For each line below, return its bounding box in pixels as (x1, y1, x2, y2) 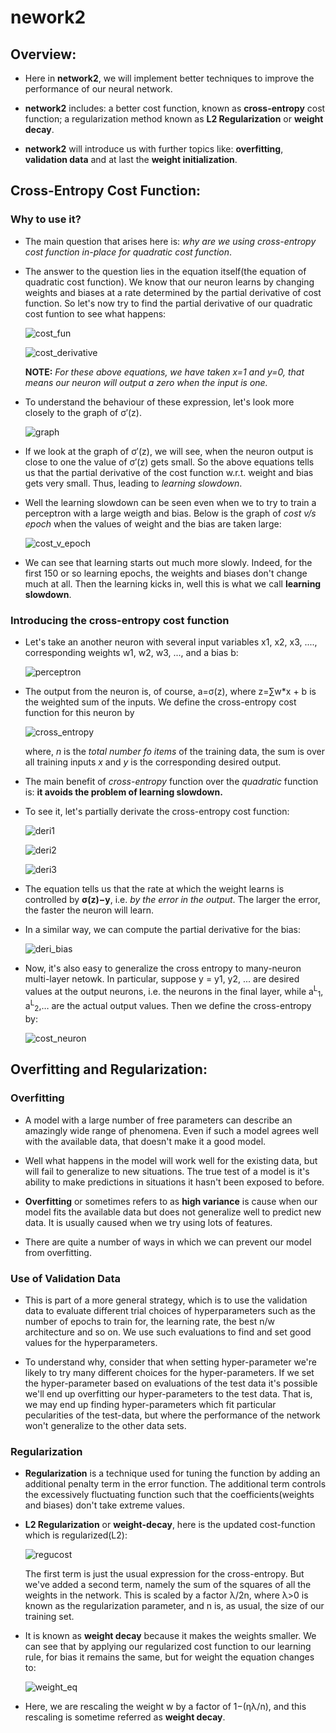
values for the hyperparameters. (24, 1336, 158, 1348)
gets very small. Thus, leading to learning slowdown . (24, 477, 243, 489)
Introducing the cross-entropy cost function (10, 613, 230, 627)
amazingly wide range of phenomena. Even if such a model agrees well (24, 1124, 319, 1136)
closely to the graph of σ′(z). (24, 406, 142, 418)
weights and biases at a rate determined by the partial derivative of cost (24, 286, 322, 298)
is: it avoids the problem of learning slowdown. (24, 786, 223, 798)
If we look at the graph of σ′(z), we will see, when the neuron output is (24, 445, 314, 457)
